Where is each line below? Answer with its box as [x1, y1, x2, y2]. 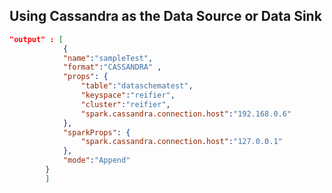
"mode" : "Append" [62, 155, 131, 166]
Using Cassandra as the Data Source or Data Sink [9, 8, 322, 25]
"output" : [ [9, 34, 64, 44]
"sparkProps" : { [62, 127, 131, 138]
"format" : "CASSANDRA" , [62, 62, 162, 73]
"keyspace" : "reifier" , [80, 90, 176, 101]
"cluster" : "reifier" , [80, 99, 171, 109]
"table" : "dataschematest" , [80, 81, 194, 91]
